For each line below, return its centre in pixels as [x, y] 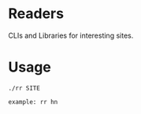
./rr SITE [24, 88]
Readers [36, 14]
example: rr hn [33, 102]
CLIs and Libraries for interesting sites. [71, 35]
